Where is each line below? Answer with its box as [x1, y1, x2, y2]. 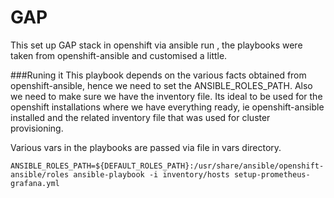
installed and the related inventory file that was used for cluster [10, 111, 271, 123]
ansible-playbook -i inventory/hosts [73, 169, 230, 180]
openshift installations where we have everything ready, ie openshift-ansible [10, 101, 325, 113]
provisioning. [10, 122, 64, 134]
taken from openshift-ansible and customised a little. [10, 49, 228, 61]
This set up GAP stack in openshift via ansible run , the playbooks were [10, 39, 303, 51]
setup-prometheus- [233, 169, 311, 180]
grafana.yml [10, 178, 60, 188]
